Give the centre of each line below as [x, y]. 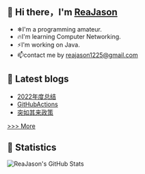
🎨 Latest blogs [38, 79]
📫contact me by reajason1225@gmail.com [77, 55]
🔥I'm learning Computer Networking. [69, 36]
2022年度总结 [37, 96]
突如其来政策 [35, 112]
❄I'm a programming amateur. [60, 29]
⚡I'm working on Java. [48, 45]
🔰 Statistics [32, 148]
